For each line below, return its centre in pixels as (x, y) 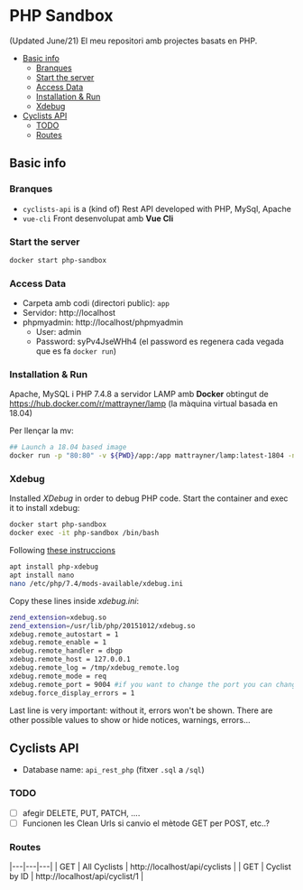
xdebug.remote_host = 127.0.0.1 (70, 660)
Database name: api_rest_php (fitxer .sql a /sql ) (113, 770)
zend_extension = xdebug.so (58, 617)
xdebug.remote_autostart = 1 (64, 634)
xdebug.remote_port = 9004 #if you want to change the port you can (141, 684)
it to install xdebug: (45, 508)
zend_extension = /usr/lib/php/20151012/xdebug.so (102, 626)
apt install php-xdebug (54, 567)
